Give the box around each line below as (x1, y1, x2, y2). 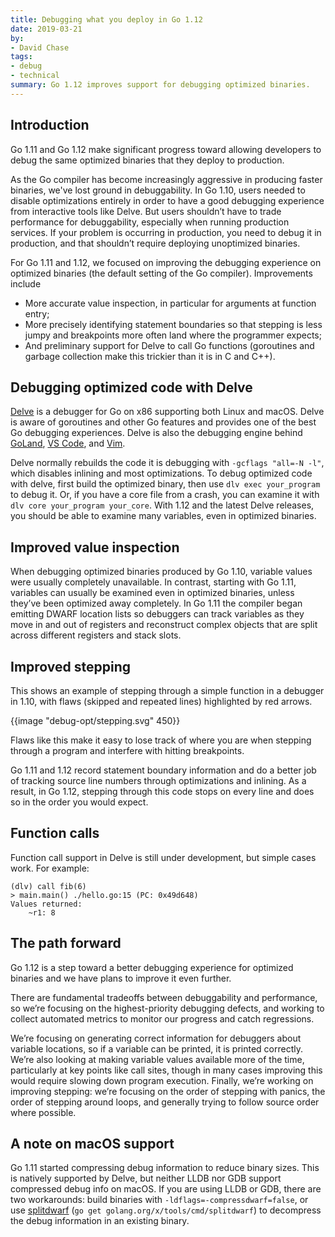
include (10, 277, 42, 290)
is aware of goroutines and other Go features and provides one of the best (10, 416, 317, 428)
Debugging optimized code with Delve (10, 379, 253, 396)
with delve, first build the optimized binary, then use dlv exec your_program (10, 478, 321, 490)
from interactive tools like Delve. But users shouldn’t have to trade (10, 205, 282, 217)
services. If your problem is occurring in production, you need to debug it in (10, 226, 322, 238)
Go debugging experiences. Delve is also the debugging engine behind (10, 427, 303, 439)
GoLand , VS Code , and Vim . (10, 437, 126, 450)
